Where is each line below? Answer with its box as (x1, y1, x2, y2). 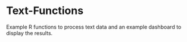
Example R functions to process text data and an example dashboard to (6, 23, 182, 30)
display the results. (6, 29, 53, 36)
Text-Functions (6, 4, 84, 17)
